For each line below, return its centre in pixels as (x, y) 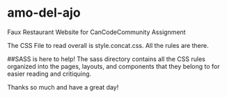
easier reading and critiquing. (49, 74)
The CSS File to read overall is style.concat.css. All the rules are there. (108, 45)
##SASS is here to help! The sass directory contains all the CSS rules (106, 59)
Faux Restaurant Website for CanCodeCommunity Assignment (96, 32)
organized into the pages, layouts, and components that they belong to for (113, 66)
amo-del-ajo (44, 13)
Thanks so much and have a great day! (63, 87)
